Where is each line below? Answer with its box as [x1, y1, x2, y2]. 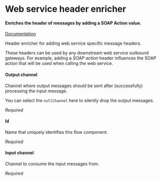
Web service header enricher [5, 3, 126, 15]
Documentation [5, 31, 36, 37]
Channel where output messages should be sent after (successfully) [5, 83, 143, 89]
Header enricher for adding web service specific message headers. [5, 40, 141, 46]
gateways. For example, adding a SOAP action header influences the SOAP [5, 55, 157, 61]
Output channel [5, 71, 38, 77]
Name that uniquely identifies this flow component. [5, 129, 108, 135]
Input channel [5, 150, 34, 156]
